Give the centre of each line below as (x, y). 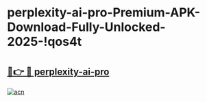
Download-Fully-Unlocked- (86, 27)
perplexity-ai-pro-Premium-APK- (104, 13)
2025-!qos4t (45, 42)
